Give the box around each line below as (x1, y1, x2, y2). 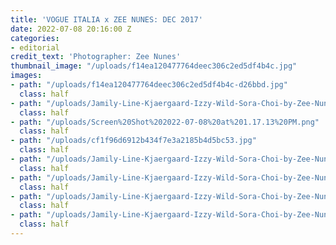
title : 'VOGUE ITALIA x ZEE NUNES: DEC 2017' (10, 14, 203, 25)
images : (10, 71, 43, 81)
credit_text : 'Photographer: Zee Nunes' (10, 52, 182, 62)
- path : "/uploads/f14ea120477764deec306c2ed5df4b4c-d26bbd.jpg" (10, 80, 288, 90)
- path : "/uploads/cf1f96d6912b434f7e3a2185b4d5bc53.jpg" (10, 136, 257, 146)
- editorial (10, 42, 60, 53)
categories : (10, 33, 60, 43)
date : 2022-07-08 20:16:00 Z (10, 24, 132, 34)
